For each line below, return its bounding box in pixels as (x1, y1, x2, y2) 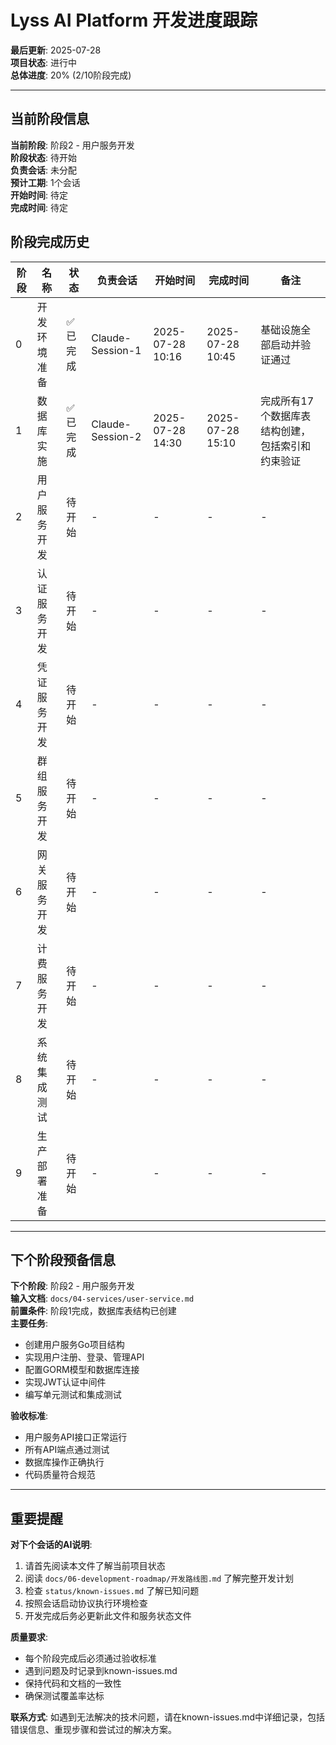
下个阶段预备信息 (10, 1251, 116, 1268)
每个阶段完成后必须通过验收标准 (24, 1652, 157, 1665)
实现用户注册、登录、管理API (24, 1351, 145, 1363)
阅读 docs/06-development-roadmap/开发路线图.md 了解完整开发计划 (24, 1572, 295, 1585)
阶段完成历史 (10, 234, 90, 251)
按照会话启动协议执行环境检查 (24, 1597, 148, 1610)
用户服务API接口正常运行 (24, 1431, 128, 1443)
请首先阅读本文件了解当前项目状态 (24, 1560, 166, 1572)
